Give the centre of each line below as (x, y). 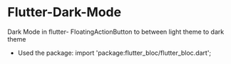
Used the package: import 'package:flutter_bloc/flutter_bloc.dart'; (114, 53)
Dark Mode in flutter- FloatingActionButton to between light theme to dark (116, 32)
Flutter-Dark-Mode (65, 12)
